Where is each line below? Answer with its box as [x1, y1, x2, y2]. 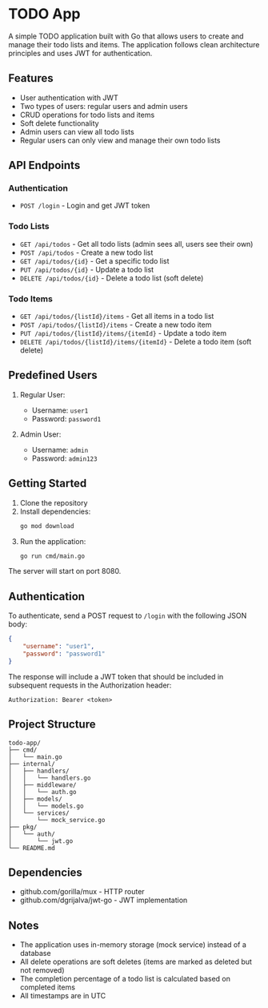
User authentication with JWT [19, 93, 118, 103]
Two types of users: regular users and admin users [19, 101, 188, 111]
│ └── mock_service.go [8, 816, 106, 824]
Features [8, 71, 54, 85]
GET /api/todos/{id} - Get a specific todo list [19, 256, 170, 265]
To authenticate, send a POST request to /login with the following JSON [8, 611, 247, 621]
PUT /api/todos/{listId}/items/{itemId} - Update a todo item [19, 329, 226, 338]
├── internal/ [8, 760, 56, 768]
